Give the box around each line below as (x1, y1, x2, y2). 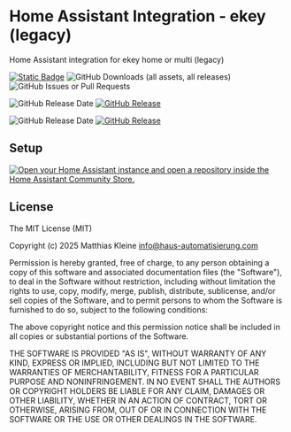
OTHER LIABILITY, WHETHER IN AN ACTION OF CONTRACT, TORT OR (9, 395, 267, 405)
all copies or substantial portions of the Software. (9, 330, 188, 342)
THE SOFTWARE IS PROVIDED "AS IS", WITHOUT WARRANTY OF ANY (9, 348, 267, 359)
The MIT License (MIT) (9, 223, 93, 234)
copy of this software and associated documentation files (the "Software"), (9, 266, 283, 277)
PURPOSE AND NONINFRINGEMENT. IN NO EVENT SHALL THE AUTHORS (9, 376, 281, 387)
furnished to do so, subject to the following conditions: (9, 304, 208, 315)
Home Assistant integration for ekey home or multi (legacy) (9, 54, 225, 65)
